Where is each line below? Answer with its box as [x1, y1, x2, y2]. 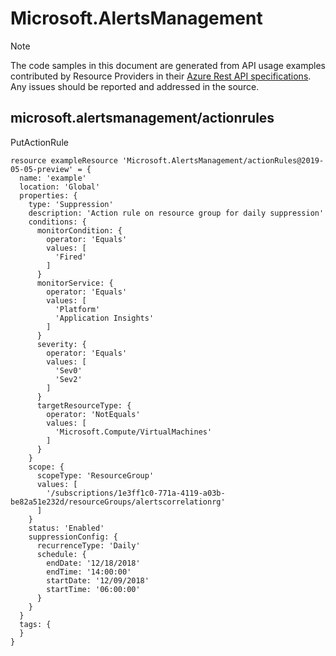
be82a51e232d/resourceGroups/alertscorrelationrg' [10, 497, 226, 507]
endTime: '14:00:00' [46, 567, 132, 577]
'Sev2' [54, 374, 83, 384]
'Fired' [54, 252, 87, 262]
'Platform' [54, 304, 101, 314]
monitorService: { [36, 278, 114, 288]
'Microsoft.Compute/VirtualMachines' [54, 427, 213, 437]
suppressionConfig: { [28, 532, 118, 542]
